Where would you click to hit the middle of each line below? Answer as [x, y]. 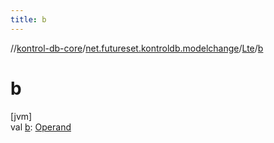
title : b [28, 19]
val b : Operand [41, 127]
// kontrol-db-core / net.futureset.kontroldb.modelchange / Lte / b [137, 48]
